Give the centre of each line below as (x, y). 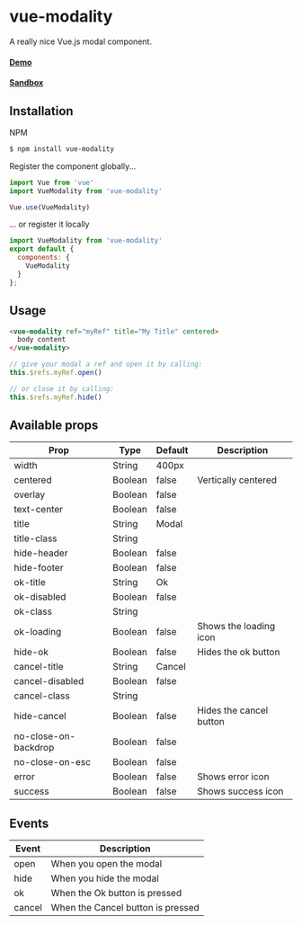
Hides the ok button (239, 652)
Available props (54, 426)
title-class (36, 538)
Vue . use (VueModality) (50, 207)
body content (42, 340)
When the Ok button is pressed (116, 894)
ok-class (33, 611)
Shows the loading (236, 627)
